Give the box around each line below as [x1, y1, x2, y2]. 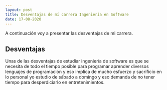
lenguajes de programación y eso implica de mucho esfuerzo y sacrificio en [5, 68, 162, 75]
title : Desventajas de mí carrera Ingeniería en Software [5, 12, 129, 17]
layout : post [5, 7, 33, 12]
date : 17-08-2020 [5, 16, 42, 21]
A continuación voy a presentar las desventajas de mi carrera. [5, 30, 133, 36]
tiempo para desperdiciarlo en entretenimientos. [5, 79, 105, 85]
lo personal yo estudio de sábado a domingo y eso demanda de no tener [5, 74, 155, 80]
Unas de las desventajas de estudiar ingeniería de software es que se [5, 58, 149, 64]
